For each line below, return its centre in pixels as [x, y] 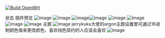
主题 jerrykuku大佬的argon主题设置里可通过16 [99, 24]
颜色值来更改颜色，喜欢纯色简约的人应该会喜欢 [57, 30]
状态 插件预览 [19, 18]
